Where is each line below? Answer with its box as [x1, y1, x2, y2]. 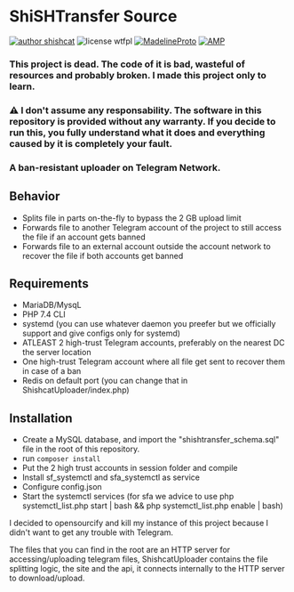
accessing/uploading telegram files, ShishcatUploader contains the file [9, 554, 268, 564]
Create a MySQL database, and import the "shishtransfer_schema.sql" [21, 434, 280, 445]
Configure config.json [21, 482, 102, 492]
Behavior [9, 189, 60, 204]
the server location [21, 347, 91, 358]
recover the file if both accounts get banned [21, 250, 184, 261]
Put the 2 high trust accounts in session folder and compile [21, 463, 238, 474]
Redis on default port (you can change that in [21, 376, 188, 386]
